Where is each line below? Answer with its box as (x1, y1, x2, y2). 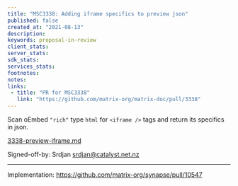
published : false (7, 17, 59, 24)
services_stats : (7, 63, 55, 70)
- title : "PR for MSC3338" (10, 89, 91, 96)
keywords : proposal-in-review (7, 37, 97, 44)
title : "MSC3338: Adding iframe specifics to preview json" (7, 10, 189, 18)
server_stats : (7, 50, 50, 57)
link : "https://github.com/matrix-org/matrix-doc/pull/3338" (16, 96, 201, 103)
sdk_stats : (7, 57, 40, 64)
